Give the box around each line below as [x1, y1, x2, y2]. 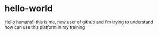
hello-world [4, 3, 53, 14]
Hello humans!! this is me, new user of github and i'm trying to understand [4, 19, 154, 25]
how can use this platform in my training [4, 24, 85, 30]
